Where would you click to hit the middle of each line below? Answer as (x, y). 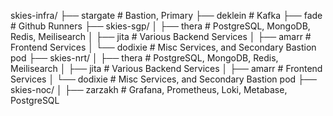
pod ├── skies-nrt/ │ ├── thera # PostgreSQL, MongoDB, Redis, (144, 58)
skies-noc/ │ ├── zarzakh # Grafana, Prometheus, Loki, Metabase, (149, 89)
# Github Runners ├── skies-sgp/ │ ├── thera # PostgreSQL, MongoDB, (160, 26)
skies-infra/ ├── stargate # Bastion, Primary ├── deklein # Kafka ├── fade (166, 15)
